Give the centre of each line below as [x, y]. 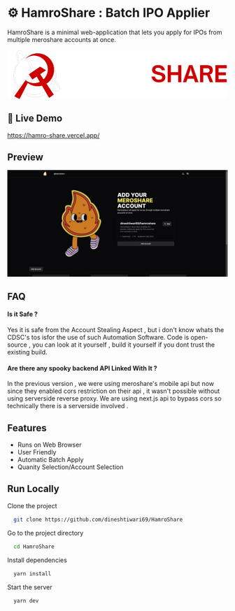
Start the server [30, 587]
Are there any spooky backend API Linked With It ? [82, 368]
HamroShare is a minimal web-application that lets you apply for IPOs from [115, 32]
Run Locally [33, 489]
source [17, 345]
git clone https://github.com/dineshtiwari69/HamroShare [98, 519]
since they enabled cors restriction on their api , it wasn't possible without [114, 391]
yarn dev [26, 601]
